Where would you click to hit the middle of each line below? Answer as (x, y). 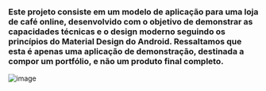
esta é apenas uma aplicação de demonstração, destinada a (126, 51)
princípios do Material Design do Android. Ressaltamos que (125, 41)
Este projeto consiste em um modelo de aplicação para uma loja (133, 12)
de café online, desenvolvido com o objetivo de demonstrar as (131, 21)
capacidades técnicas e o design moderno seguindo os (117, 32)
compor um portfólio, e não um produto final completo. (116, 61)
